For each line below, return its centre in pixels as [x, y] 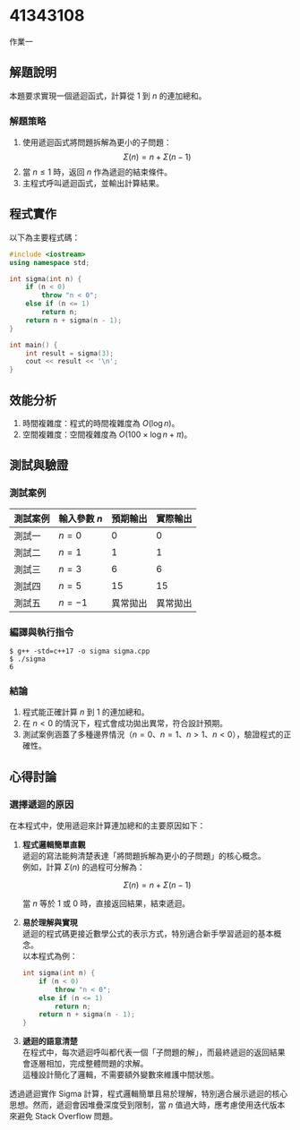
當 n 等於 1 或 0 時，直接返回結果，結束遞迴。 [106, 903]
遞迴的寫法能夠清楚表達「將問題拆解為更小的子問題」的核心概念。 [144, 856]
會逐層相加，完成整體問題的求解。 [85, 1064]
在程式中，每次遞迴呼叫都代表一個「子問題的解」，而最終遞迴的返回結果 [154, 1052]
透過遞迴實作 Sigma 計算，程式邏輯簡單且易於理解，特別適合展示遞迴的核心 [149, 1094]
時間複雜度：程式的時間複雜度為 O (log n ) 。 [101, 424]
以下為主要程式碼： [45, 237]
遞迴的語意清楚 [50, 1041]
